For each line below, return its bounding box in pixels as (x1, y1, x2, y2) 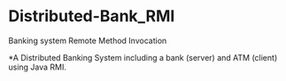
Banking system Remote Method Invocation (8, 35, 167, 46)
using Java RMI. (8, 62, 67, 72)
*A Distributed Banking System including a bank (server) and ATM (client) (8, 52, 278, 63)
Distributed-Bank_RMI (8, 6, 175, 26)
